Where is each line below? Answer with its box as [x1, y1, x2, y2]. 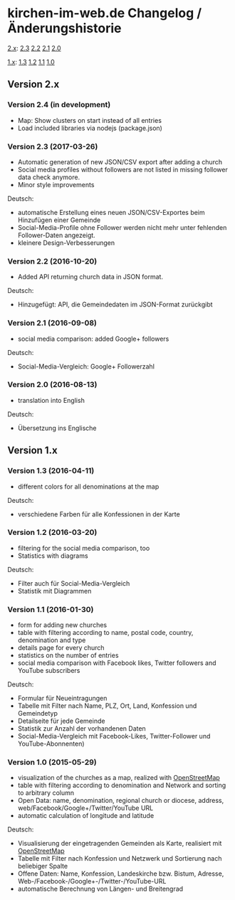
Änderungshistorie [7, 20, 122, 36]
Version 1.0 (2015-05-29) [7, 757, 98, 767]
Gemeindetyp [17, 709, 58, 718]
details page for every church [17, 644, 105, 652]
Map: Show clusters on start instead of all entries [17, 116, 162, 124]
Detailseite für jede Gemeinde [17, 716, 105, 726]
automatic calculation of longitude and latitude [17, 811, 155, 820]
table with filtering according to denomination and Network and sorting [17, 781, 226, 790]
